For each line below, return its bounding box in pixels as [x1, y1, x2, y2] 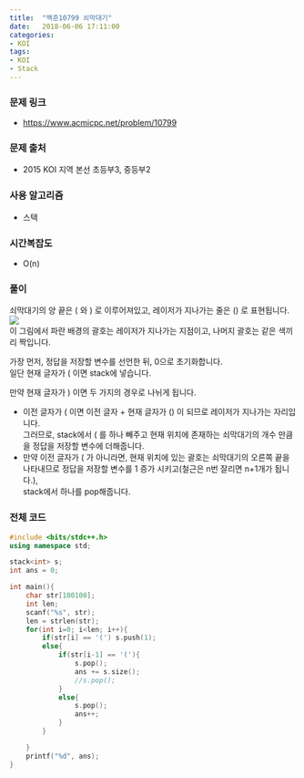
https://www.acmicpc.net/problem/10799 [22, 118, 177, 129]
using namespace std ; [9, 541, 92, 550]
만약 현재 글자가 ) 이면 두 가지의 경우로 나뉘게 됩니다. [9, 387, 197, 398]
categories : [9, 30, 55, 39]
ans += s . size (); [74, 667, 141, 676]
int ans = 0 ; [9, 566, 59, 576]
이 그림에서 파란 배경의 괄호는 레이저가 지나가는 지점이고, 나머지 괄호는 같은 [9, 326, 277, 337]
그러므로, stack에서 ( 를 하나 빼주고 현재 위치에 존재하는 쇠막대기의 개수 [22, 430, 277, 441]
